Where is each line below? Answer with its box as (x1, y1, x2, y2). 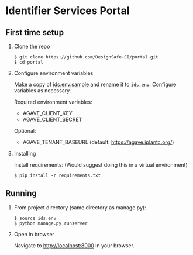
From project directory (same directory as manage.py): (13, 204, 147, 211)
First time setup (5, 27, 64, 37)
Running (5, 188, 37, 198)
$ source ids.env (13, 215, 57, 221)
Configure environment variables (13, 70, 94, 77)
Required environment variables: (13, 98, 92, 105)
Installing (13, 150, 36, 157)
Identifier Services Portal (5, 4, 130, 18)
